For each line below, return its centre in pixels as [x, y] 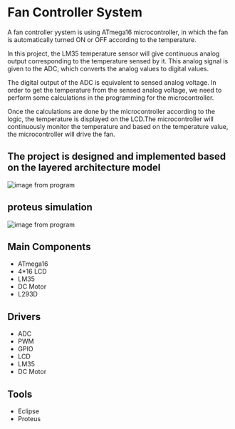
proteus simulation [50, 207]
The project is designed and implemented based [117, 156]
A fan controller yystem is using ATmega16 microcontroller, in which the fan [118, 32]
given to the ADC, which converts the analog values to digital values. [108, 68]
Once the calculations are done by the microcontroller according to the [111, 111]
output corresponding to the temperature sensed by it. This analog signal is [118, 61]
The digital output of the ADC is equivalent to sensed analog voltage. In [112, 82]
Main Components [49, 247]
